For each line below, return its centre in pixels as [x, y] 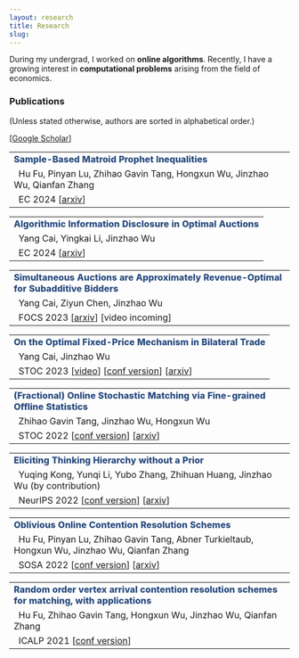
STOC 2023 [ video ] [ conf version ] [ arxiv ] [105, 371]
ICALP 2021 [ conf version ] [75, 640]
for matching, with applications [83, 600]
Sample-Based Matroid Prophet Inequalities [111, 159]
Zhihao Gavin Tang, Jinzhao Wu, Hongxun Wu [114, 421]
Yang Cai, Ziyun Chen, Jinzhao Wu [90, 302]
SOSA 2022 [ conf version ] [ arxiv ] [89, 564]
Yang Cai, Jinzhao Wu [64, 356]
